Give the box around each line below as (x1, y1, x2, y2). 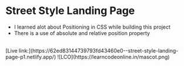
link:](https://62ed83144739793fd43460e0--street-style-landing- (19, 47, 179, 54)
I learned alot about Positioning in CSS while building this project (14, 23, 171, 30)
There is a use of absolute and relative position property (14, 29, 150, 36)
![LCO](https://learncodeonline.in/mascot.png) (57, 53, 170, 60)
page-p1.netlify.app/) (5, 53, 56, 60)
